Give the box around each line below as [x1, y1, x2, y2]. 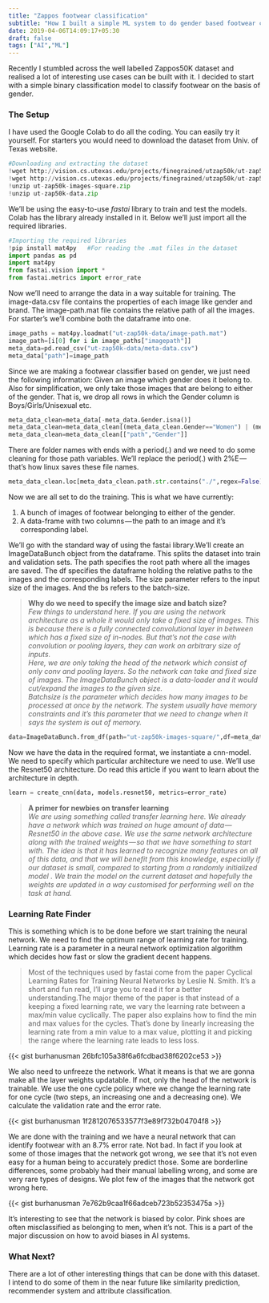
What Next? [8, 1251, 56, 1262]
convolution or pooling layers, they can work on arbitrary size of [27, 641, 241, 651]
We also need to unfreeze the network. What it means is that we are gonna [8, 1067, 255, 1076]
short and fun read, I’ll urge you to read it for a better [27, 985, 203, 994]
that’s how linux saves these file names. [8, 462, 139, 472]
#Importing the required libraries [8, 236, 127, 244]
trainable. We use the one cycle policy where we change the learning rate [8, 1083, 251, 1094]
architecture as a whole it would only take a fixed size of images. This [27, 615, 259, 625]
